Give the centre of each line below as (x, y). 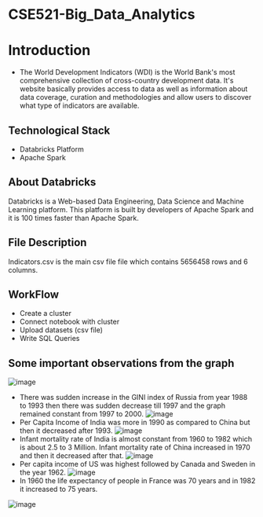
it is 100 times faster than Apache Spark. (73, 218)
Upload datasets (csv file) (61, 330)
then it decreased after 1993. (66, 431)
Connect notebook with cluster (69, 322)
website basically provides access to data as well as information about (133, 89)
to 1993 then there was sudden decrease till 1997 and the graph (122, 405)
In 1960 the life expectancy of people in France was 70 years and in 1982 (137, 481)
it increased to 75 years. (58, 489)
